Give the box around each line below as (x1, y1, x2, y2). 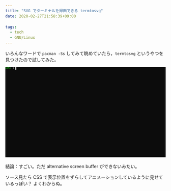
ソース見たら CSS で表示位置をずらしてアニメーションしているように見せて (5, 174, 163, 180)
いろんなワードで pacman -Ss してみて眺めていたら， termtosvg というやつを (5, 50, 164, 56)
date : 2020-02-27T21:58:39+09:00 (5, 13, 76, 19)
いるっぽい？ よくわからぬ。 (5, 181, 65, 187)
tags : (5, 24, 17, 30)
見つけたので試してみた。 (5, 57, 59, 63)
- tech (10, 30, 24, 35)
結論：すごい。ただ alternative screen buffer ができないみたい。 (5, 163, 140, 170)
